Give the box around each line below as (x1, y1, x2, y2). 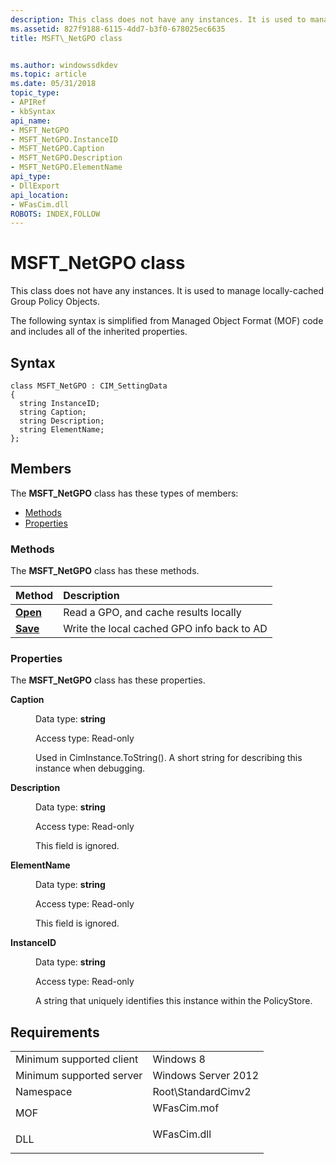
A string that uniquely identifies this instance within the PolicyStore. (35, 995, 313, 1007)
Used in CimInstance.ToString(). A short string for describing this (35, 752, 303, 764)
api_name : (10, 116, 52, 126)
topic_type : (10, 88, 60, 98)
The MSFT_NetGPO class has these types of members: (10, 487, 239, 499)
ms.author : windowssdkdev (10, 60, 118, 70)
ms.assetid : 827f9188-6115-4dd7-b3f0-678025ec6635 (10, 24, 226, 34)
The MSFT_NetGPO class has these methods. (10, 565, 200, 577)
